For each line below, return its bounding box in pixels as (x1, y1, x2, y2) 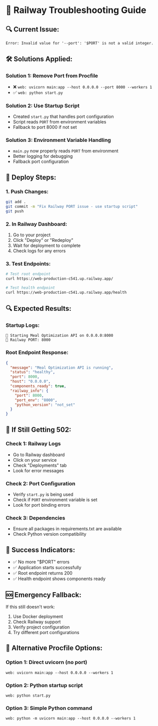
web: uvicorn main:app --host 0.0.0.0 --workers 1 (5, 670, 113, 675)
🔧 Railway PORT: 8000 (5, 337, 51, 343)
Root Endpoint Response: (5, 349, 69, 356)
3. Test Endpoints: (5, 260, 51, 267)
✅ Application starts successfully (12, 565, 81, 571)
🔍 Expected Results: (5, 304, 71, 313)
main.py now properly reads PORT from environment (12, 148, 119, 154)
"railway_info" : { (10, 388, 49, 393)
